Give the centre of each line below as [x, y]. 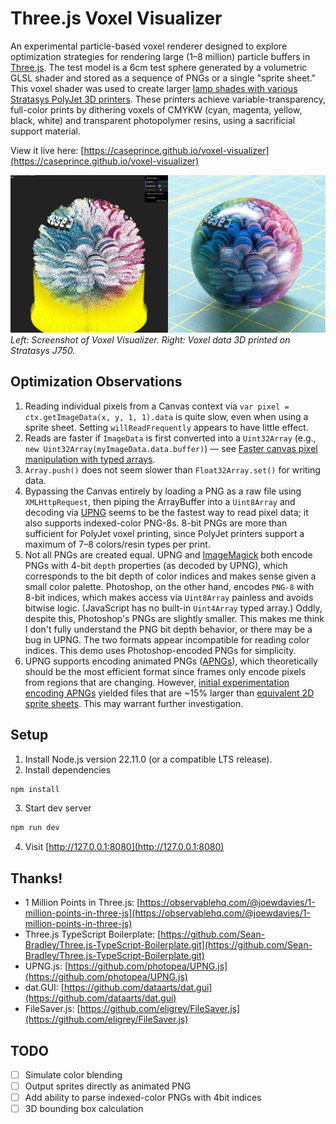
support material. [46, 131]
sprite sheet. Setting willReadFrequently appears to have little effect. [166, 427]
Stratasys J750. [43, 350]
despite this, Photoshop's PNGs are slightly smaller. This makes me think [174, 618]
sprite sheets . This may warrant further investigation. [134, 703]
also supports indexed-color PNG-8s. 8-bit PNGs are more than [156, 523]
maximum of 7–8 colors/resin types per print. [117, 544]
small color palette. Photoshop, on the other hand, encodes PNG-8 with [169, 586]
